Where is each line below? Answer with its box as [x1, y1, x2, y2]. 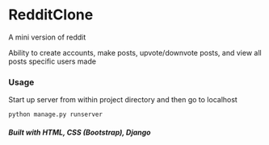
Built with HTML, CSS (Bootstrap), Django [8, 127, 151, 137]
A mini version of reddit [8, 32, 86, 42]
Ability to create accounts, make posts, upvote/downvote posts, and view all [8, 48, 262, 57]
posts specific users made [8, 56, 97, 66]
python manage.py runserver [8, 110, 103, 118]
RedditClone [8, 6, 94, 24]
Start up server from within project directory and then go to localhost [8, 95, 238, 105]
